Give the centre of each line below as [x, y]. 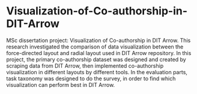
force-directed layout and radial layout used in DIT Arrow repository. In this [99, 53]
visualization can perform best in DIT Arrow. [61, 84]
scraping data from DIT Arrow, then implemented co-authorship [85, 66]
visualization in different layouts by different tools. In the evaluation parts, [97, 72]
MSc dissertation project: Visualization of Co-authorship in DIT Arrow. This [98, 40]
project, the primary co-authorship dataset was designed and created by [96, 59]
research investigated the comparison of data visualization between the [95, 47]
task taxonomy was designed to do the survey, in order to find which [91, 78]
